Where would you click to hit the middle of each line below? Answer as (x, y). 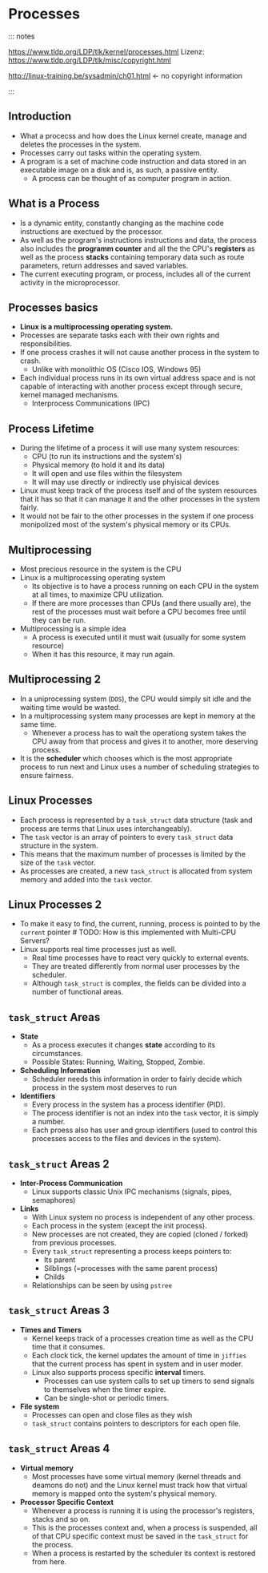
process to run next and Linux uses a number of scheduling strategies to (140, 767)
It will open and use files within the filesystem (107, 474)
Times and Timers (50, 1329)
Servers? (35, 941)
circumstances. (57, 1054)
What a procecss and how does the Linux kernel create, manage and (133, 135)
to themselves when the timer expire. (105, 1389)
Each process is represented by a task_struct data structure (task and (136, 820)
